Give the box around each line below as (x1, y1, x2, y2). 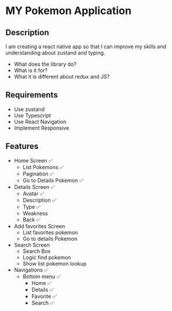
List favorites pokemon (22, 229, 78, 236)
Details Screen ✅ (13, 183, 56, 190)
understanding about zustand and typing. (5, 49, 106, 56)
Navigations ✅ (13, 266, 49, 273)
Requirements (5, 90, 58, 100)
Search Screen (13, 241, 50, 248)
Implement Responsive (13, 124, 70, 131)
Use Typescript (13, 111, 51, 119)
